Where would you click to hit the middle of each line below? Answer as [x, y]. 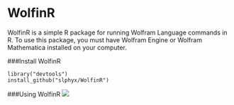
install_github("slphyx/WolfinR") [58, 80]
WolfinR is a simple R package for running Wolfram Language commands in [118, 32]
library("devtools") [38, 74]
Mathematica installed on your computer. [67, 47]
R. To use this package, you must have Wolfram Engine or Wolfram [105, 39]
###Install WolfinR [34, 61]
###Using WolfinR [34, 94]
